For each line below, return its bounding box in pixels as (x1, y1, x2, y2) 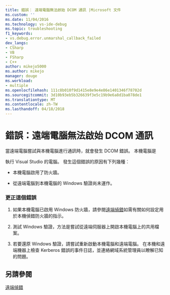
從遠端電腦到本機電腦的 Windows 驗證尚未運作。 (12, 180, 115, 186)
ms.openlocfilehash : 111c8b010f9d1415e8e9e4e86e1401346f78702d (5, 87, 142, 93)
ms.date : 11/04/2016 (5, 17, 49, 22)
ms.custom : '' (5, 12, 36, 17)
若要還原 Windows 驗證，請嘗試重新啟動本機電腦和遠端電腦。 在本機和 (12, 241, 161, 247)
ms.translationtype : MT (5, 97, 56, 102)
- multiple (5, 83, 28, 88)
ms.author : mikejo (5, 69, 44, 74)
